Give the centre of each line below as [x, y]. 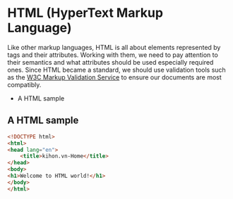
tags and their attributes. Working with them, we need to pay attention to [113, 55]
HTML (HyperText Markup [85, 13]
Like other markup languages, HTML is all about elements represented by [114, 47]
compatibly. [24, 84]
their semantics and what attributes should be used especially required [110, 62]
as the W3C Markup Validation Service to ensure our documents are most [115, 77]
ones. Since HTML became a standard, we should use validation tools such [116, 70]
